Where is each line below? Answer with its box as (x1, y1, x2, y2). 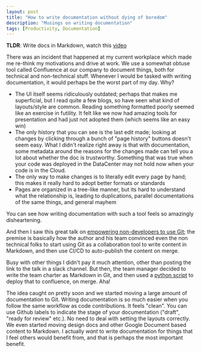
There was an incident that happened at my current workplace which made (6, 53, 192, 60)
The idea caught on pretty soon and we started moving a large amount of (6, 290, 187, 297)
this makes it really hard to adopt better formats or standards (14, 180, 166, 187)
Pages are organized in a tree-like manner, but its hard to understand (14, 186, 185, 193)
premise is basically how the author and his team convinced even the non (6, 235, 188, 242)
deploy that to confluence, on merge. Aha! (6, 278, 111, 285)
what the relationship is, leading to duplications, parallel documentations (14, 192, 194, 199)
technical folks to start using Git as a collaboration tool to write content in (6, 241, 187, 248)
